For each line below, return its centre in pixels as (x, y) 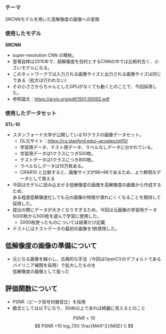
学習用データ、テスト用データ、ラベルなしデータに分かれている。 (88, 147)
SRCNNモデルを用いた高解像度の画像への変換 (52, 19)
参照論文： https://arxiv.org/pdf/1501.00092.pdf (61, 99)
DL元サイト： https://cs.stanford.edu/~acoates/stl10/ (74, 141)
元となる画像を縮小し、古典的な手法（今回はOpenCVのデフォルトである (87, 259)
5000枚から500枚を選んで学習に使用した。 (57, 216)
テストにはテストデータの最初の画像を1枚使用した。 (66, 228)
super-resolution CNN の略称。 (44, 55)
